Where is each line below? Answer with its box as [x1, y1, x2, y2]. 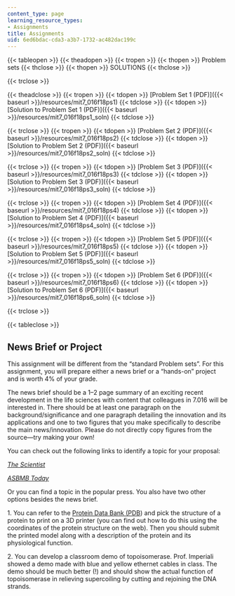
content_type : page [7, 10, 65, 18]
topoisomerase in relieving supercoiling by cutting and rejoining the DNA [7, 574, 217, 583]
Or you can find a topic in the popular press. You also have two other [7, 487, 206, 496]
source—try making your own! [7, 433, 95, 441]
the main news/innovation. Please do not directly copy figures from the [7, 425, 213, 433]
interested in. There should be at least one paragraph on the [7, 402, 181, 412]
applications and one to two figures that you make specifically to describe [7, 418, 221, 426]
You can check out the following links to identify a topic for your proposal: [7, 446, 221, 455]
